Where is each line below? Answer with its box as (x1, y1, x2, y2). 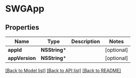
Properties (5, 23, 39, 32)
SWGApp (5, 3, 44, 15)
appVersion (8, 55, 36, 61)
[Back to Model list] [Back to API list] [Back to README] (5, 67, 121, 73)
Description (71, 38, 100, 45)
